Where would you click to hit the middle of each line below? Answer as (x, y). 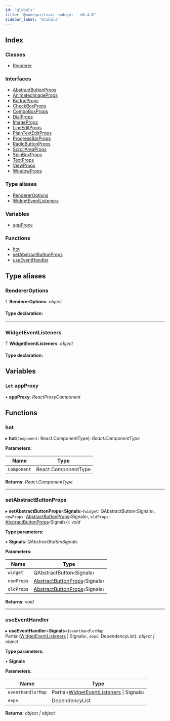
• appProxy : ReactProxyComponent (43, 397)
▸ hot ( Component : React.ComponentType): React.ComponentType (73, 439)
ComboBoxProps (30, 111)
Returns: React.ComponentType (39, 482)
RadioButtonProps (31, 144)
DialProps (23, 117)
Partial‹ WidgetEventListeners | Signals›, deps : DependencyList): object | (80, 636)
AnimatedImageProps (35, 95)
